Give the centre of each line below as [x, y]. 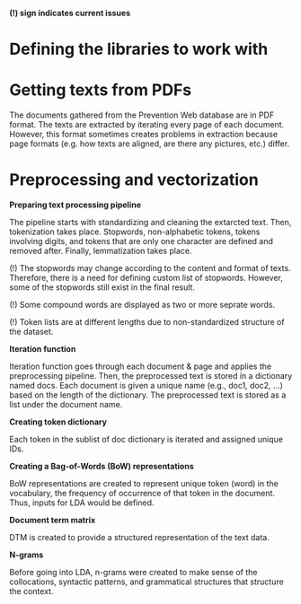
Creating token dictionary [58, 422]
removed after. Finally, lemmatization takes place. [101, 251]
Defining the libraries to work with [139, 49]
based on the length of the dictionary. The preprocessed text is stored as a [148, 395]
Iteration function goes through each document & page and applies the [141, 366]
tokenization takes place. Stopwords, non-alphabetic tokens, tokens [135, 232]
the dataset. [31, 332]
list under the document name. [66, 405]
